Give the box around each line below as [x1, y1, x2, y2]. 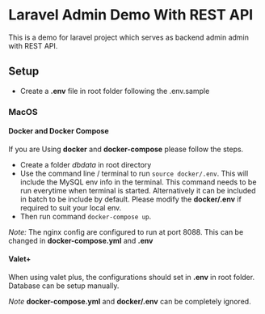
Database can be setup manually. [8, 281, 120, 291]
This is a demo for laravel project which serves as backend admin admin [8, 32, 249, 42]
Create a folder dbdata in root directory [19, 159, 152, 169]
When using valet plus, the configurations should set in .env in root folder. [8, 273, 255, 282]
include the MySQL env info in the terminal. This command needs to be [19, 176, 257, 187]
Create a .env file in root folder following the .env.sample [19, 86, 210, 95]
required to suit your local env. [19, 202, 122, 212]
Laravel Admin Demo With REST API [8, 6, 254, 24]
